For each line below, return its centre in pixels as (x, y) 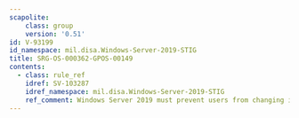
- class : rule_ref (52, 75)
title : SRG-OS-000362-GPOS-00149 (71, 59)
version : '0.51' (56, 34)
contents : (28, 67)
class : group (49, 26)
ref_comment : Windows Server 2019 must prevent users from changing (155, 100)
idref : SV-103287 (57, 83)
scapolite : (29, 17)
